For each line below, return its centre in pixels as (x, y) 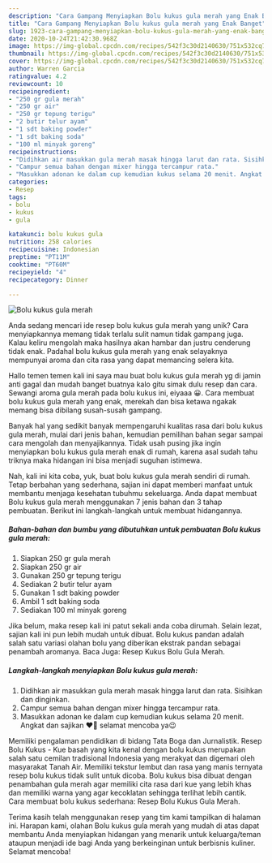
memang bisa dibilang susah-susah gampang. (85, 410)
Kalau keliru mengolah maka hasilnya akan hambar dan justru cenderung (130, 343)
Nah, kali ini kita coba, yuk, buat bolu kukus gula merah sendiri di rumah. (130, 477)
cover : (19, 62)
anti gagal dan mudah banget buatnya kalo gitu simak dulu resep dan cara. (133, 384)
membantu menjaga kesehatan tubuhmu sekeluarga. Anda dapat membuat (133, 494)
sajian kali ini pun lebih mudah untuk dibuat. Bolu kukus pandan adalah (126, 635)
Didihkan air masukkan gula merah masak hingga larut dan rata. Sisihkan (141, 691)
